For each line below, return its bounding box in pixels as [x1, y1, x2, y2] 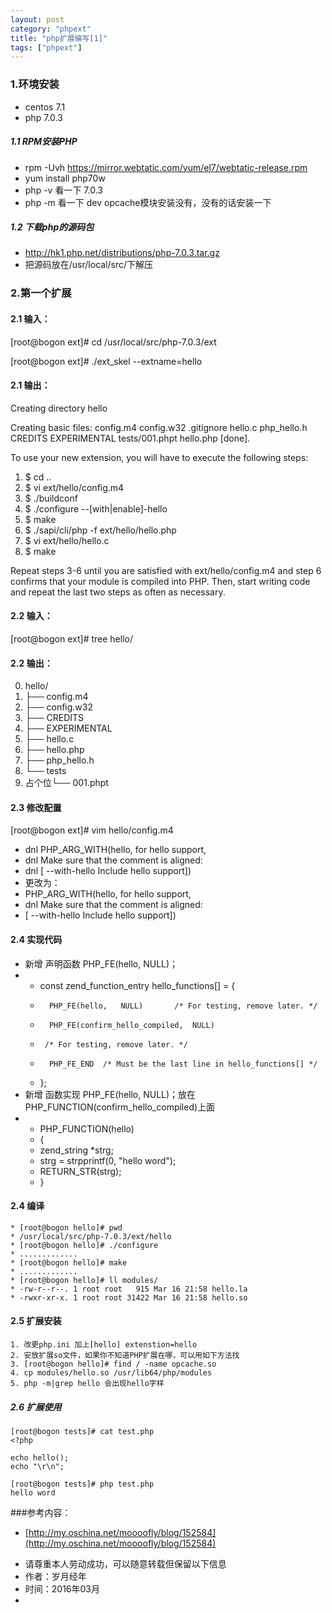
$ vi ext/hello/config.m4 [24, 481, 125, 493]
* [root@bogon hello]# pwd [10, 1222, 123, 1233]
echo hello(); [10, 1453, 70, 1463]
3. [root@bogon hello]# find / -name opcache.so [10, 1359, 217, 1370]
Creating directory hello [10, 402, 108, 414]
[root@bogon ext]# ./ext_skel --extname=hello [10, 355, 203, 367]
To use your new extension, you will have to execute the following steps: [10, 451, 309, 463]
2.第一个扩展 [10, 286, 72, 300]
